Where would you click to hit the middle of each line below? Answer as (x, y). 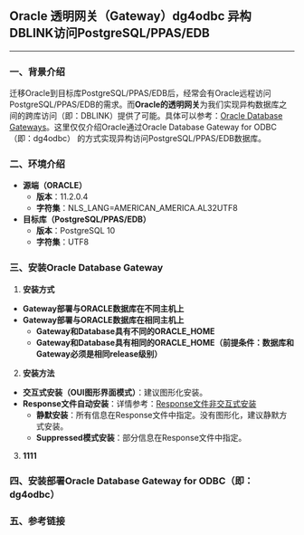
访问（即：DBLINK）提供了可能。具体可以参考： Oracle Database (161, 116)
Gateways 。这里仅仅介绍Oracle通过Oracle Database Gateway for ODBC (143, 127)
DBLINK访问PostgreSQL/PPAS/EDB (109, 33)
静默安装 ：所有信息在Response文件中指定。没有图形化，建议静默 (157, 415)
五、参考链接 (38, 521)
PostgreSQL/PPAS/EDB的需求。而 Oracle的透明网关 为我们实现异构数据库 (144, 105)
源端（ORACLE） (55, 186)
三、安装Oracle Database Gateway (86, 268)
